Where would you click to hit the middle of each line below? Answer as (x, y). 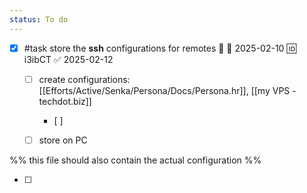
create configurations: (84, 79)
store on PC (63, 140)
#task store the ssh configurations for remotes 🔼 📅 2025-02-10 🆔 (160, 48)
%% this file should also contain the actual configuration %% (135, 160)
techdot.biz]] (65, 101)
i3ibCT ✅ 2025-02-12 (68, 59)
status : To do (39, 19)
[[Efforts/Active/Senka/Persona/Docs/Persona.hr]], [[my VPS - (167, 90)
